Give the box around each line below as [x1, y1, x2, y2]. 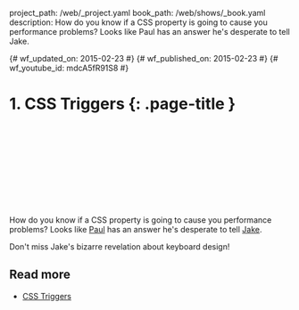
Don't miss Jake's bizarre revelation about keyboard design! [9, 241, 230, 252]
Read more [9, 267, 71, 282]
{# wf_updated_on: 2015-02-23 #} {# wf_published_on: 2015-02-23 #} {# [9, 53, 278, 63]
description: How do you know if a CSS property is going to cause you [9, 17, 268, 28]
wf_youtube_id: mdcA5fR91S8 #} [9, 62, 129, 73]
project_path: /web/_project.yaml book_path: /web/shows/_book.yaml [9, 8, 266, 18]
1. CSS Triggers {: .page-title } [9, 94, 237, 114]
